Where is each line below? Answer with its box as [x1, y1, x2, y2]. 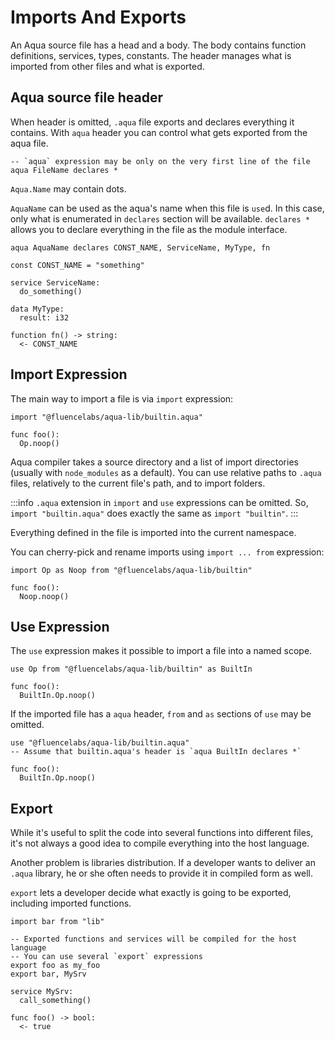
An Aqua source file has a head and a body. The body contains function [10, 39, 307, 51]
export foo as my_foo [10, 961, 101, 971]
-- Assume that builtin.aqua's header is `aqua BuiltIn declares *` [10, 747, 302, 757]
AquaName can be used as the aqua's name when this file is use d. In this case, [10, 202, 325, 214]
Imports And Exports [10, 6, 187, 29]
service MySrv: [10, 987, 74, 997]
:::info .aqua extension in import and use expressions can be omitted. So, [10, 496, 309, 508]
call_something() [19, 996, 92, 1006]
